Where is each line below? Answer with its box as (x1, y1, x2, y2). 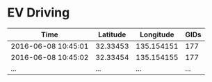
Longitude (140, 30, 174, 39)
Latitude (98, 30, 127, 39)
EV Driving (7, 5, 70, 21)
